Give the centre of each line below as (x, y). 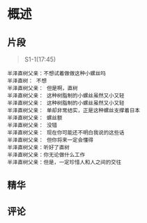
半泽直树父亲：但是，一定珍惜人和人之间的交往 (64, 162)
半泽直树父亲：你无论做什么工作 (46, 155)
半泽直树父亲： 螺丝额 (35, 118)
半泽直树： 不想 (27, 81)
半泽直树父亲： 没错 (32, 125)
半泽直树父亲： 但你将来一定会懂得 (51, 140)
